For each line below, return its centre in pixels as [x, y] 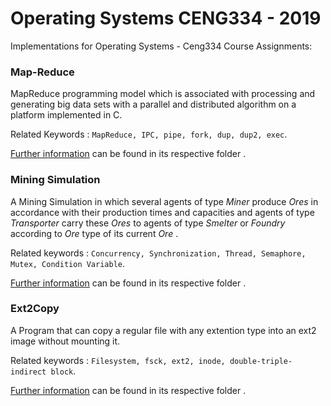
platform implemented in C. [66, 115]
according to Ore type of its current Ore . [94, 233]
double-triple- [261, 361]
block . [63, 371]
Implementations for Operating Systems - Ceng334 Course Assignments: [161, 46]
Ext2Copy [35, 309]
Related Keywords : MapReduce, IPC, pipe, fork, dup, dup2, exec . [149, 134]
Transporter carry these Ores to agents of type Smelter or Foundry [148, 223]
